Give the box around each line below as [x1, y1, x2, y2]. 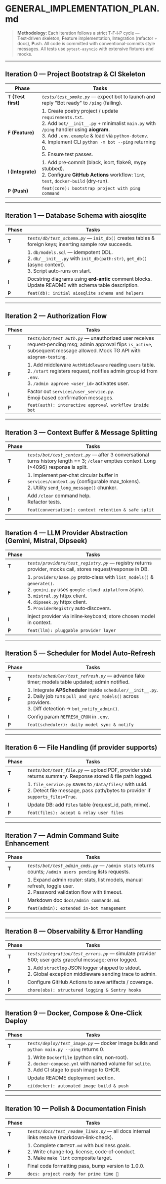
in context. [27, 619, 52, 625]
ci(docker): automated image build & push [27, 1083, 129, 1089]
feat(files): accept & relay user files [27, 810, 124, 815]
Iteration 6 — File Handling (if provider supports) [5, 744, 158, 752]
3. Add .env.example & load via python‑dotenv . [41, 132, 149, 139]
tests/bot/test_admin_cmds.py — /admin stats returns [27, 862, 155, 869]
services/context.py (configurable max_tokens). [27, 478, 141, 485]
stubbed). [41, 165, 65, 172]
